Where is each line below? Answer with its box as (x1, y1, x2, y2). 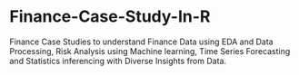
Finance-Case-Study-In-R (9, 6, 211, 27)
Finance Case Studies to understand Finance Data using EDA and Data (9, 36, 274, 47)
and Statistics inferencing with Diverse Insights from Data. (9, 55, 227, 66)
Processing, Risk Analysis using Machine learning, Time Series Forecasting (9, 45, 291, 56)
